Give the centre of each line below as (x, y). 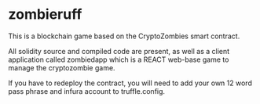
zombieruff (45, 14)
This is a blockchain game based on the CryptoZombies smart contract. (124, 36)
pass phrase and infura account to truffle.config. (87, 91)
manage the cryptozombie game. (62, 67)
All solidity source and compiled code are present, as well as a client (119, 51)
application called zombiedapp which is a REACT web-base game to (119, 59)
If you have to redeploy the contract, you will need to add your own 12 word (130, 83)
